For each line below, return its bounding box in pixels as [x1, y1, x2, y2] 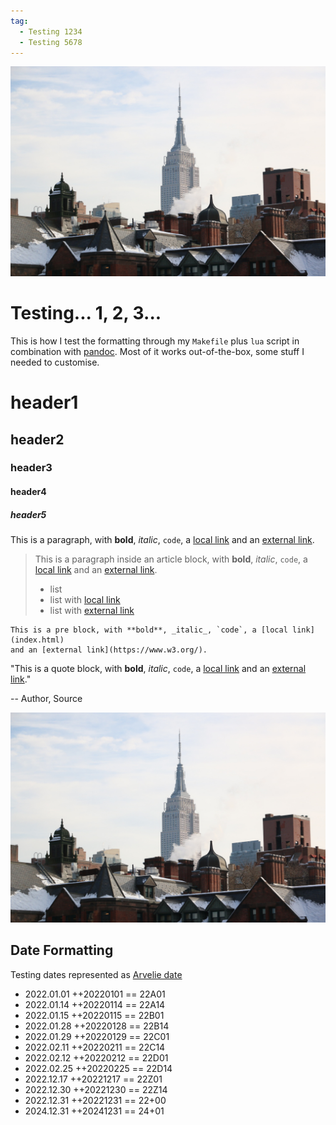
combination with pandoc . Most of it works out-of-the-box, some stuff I [10, 345, 305, 357]
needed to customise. [10, 356, 100, 368]
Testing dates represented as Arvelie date [10, 968, 183, 980]
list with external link [49, 605, 135, 617]
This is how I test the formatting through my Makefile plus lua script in [10, 335, 300, 347]
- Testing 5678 [19, 37, 83, 47]
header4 [10, 486, 47, 498]
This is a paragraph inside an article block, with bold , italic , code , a [34, 553, 308, 565]
